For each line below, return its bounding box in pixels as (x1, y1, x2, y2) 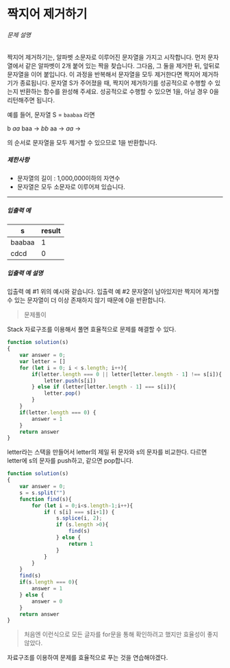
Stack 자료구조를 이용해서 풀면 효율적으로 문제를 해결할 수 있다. (7, 325, 177, 334)
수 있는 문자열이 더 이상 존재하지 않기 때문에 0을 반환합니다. (7, 296, 166, 304)
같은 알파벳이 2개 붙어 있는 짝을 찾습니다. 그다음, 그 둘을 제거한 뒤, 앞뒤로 (25, 62, 220, 70)
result (40, 226, 61, 235)
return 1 (68, 540, 94, 547)
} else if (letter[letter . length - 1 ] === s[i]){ (31, 384, 176, 391)
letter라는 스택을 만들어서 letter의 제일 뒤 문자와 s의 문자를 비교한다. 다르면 (7, 448, 207, 457)
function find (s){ (19, 496, 72, 503)
